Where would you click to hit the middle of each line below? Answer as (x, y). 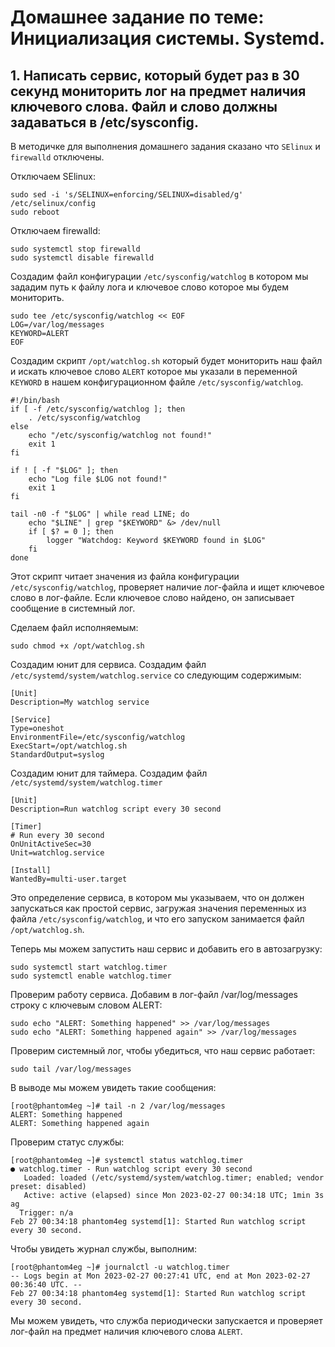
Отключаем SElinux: (53, 176)
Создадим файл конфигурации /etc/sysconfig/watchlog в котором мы (159, 276)
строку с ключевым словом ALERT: (86, 1005)
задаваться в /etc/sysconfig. (104, 122)
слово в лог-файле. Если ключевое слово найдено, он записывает (152, 597)
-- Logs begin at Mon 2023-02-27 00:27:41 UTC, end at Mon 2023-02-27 (160, 1276)
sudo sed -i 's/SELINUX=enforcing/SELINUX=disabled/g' (127, 195)
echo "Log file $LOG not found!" (98, 479)
